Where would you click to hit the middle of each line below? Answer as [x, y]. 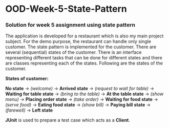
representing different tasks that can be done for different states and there [84, 58]
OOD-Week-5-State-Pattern [66, 9]
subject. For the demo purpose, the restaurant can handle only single [78, 41]
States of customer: [27, 79]
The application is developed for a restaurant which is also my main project [84, 36]
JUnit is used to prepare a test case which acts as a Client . [68, 120]
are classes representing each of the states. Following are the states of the [84, 63]
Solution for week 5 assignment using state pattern [70, 25]
